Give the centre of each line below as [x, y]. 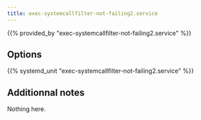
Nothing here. [26, 109]
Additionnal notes [46, 92]
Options [25, 55]
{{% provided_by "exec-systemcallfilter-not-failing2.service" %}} [99, 33]
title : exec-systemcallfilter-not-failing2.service [82, 13]
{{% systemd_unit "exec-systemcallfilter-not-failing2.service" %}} [100, 71]
